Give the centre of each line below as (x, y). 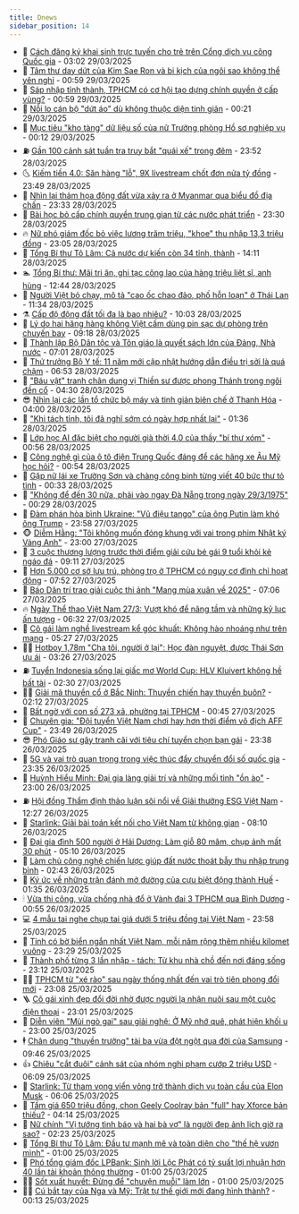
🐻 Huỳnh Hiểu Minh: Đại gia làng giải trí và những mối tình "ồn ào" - (146, 778)
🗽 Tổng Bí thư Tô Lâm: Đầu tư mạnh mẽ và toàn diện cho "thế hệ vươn (150, 1143)
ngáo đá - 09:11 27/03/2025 (73, 561)
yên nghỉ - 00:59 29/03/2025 (76, 80)
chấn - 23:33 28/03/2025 (69, 205)
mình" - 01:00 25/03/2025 (70, 1152)
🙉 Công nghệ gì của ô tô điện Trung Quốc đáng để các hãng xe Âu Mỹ (151, 457)
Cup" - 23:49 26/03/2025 (70, 730)
